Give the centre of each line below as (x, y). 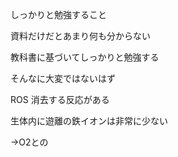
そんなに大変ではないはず (63, 78)
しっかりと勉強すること (58, 14)
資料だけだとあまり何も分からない (80, 36)
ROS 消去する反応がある (60, 99)
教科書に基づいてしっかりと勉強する (85, 57)
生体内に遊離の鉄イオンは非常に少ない (89, 121)
